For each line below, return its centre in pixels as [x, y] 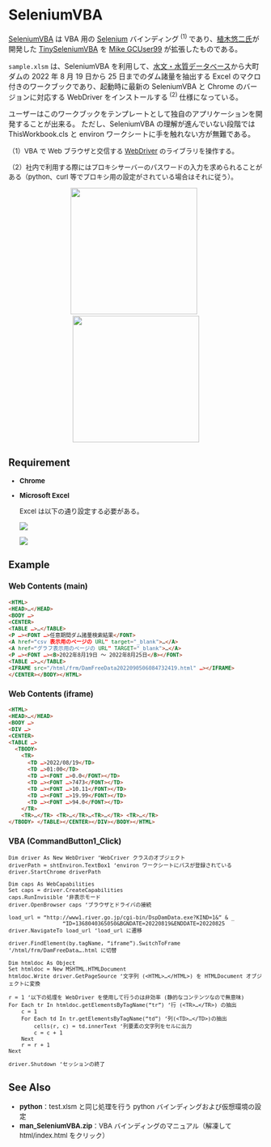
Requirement [39, 462]
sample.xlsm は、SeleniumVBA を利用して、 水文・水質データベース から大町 [134, 66]
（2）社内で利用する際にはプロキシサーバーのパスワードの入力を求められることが [135, 167]
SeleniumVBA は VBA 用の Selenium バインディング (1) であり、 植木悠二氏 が [134, 38]
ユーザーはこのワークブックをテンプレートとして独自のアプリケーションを [132, 114]
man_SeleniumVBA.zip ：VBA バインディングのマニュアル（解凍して [126, 1126]
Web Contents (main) [48, 586]
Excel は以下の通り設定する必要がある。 [82, 511]
